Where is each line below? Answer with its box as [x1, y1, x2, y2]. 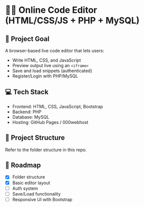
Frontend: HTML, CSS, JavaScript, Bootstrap [12, 103, 104, 109]
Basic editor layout [12, 180, 50, 186]
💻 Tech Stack [5, 88, 49, 96]
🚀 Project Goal [5, 35, 50, 43]
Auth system [12, 185, 38, 191]
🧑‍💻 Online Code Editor [5, 4, 97, 16]
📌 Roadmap [5, 161, 41, 169]
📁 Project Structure [5, 133, 65, 142]
